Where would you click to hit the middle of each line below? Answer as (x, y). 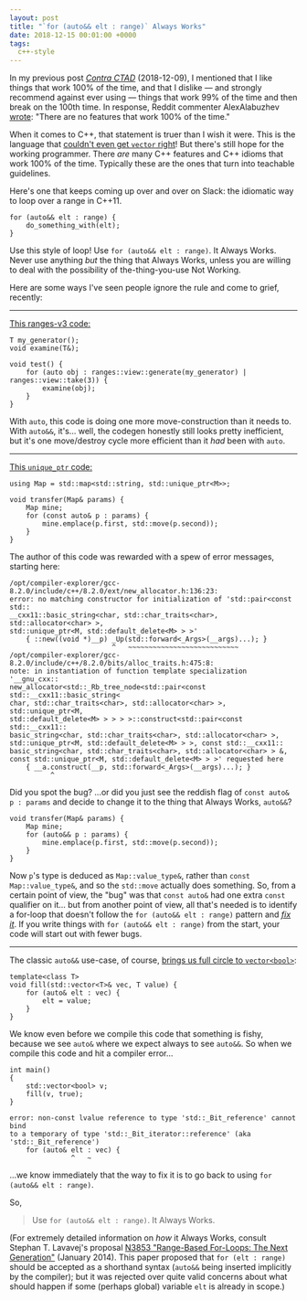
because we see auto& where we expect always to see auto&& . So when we (151, 1044)
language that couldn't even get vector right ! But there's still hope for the (147, 144)
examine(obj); (69, 389)
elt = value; (67, 1001)
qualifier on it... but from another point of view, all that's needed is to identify (153, 905)
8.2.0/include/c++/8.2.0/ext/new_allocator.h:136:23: (114, 592)
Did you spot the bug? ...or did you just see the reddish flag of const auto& (149, 793)
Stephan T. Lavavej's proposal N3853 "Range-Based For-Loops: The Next (149, 1248)
